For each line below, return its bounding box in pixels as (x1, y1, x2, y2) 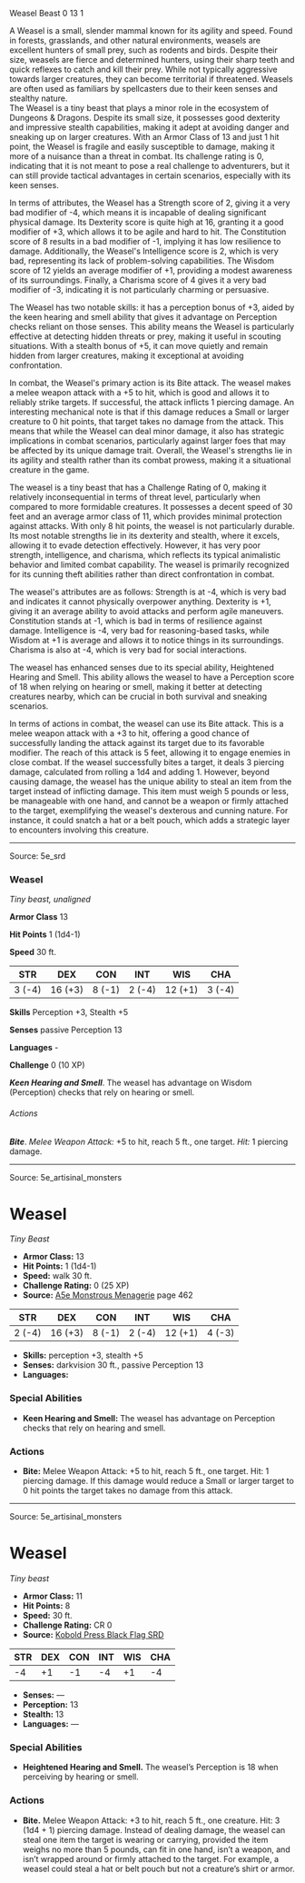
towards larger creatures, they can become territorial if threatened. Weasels (9, 74, 293, 85)
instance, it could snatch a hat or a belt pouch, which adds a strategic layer (9, 815, 290, 825)
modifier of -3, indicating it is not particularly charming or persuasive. (9, 284, 270, 294)
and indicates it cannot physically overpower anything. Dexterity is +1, (9, 596, 271, 607)
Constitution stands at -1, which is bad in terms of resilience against (9, 615, 263, 626)
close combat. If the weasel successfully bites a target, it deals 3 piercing (9, 757, 284, 767)
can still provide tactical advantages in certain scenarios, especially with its (9, 170, 291, 181)
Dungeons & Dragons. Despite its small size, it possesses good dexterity (9, 113, 280, 123)
